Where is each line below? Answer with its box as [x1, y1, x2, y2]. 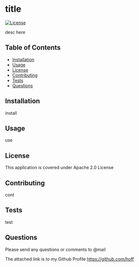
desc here [5, 29, 25, 35]
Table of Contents [5, 43, 61, 52]
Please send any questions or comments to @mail [5, 246, 106, 252]
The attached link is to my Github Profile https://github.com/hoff [5, 256, 134, 262]
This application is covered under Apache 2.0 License [5, 165, 114, 171]
